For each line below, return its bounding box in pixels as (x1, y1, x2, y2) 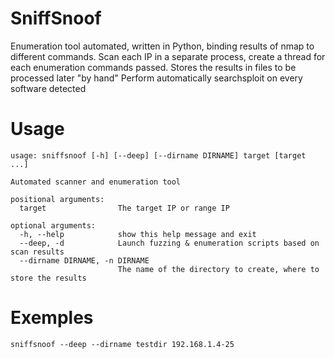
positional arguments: (10, 194, 105, 204)
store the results (10, 273, 87, 283)
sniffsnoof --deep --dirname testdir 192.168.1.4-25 (10, 339, 235, 349)
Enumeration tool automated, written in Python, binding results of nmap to (10, 40, 315, 52)
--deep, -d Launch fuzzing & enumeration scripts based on (19, 238, 320, 248)
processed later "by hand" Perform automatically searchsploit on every (10, 72, 303, 84)
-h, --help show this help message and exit (19, 229, 257, 239)
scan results (10, 247, 65, 257)
